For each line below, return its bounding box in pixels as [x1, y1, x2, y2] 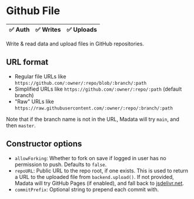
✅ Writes [35, 25, 61, 34]
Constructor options [6, 139, 82, 149]
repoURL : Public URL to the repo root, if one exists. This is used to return [14, 167, 188, 174]
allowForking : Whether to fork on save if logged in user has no [14, 154, 166, 161]
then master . [6, 122, 36, 129]
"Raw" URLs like [14, 98, 55, 105]
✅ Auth [9, 25, 30, 34]
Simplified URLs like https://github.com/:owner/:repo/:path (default [14, 85, 182, 92]
